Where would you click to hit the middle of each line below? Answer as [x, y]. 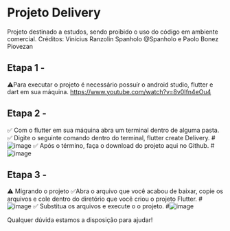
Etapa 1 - [26, 68]
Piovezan [20, 46]
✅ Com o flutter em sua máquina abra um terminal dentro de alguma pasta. [113, 130]
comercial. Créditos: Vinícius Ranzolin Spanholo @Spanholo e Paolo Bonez [113, 38]
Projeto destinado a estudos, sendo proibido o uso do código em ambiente [113, 32]
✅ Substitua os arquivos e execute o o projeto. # [102, 206]
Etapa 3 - [27, 174]
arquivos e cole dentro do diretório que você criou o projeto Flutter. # [105, 199]
